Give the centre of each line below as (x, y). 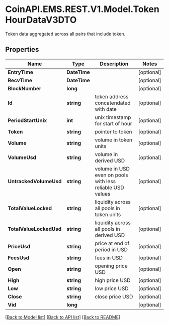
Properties (22, 49)
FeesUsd (18, 258)
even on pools (111, 175)
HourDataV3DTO (41, 20)
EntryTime (21, 72)
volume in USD (112, 169)
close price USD (114, 296)
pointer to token (113, 131)
